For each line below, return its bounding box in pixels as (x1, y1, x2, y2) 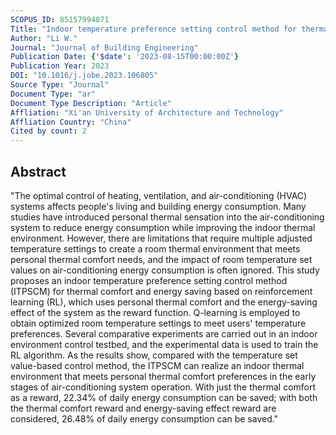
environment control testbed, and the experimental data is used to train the (10, 338, 319, 350)
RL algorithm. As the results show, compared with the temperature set (10, 349, 298, 361)
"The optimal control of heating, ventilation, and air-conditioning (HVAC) (10, 189, 308, 201)
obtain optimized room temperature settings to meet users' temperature (10, 317, 307, 329)
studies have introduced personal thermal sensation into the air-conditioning (10, 211, 325, 223)
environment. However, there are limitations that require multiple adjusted (10, 232, 313, 244)
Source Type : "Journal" (10, 80, 110, 90)
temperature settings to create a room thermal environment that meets (10, 242, 301, 255)
